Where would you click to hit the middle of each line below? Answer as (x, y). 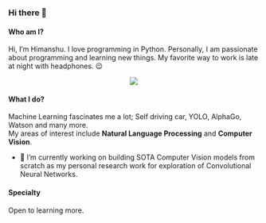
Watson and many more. (48, 125)
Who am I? (26, 32)
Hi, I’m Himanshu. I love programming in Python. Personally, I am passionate (133, 49)
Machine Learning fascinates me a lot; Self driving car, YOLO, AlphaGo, (125, 117)
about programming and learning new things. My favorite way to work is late (133, 58)
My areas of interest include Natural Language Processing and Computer (130, 133)
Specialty (25, 192)
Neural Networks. (49, 175)
